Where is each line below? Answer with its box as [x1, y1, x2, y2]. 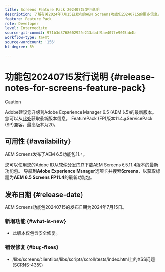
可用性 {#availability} [5, 137, 71, 145]
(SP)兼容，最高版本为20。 [5, 121, 58, 127]
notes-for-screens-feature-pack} [5, 82, 146, 93]
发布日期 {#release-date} [5, 190, 83, 199]
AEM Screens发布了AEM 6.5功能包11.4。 [5, 151, 88, 157]
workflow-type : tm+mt [5, 35, 50, 40]
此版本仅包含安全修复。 [12, 230, 60, 236]
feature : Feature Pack [5, 16, 52, 21]
